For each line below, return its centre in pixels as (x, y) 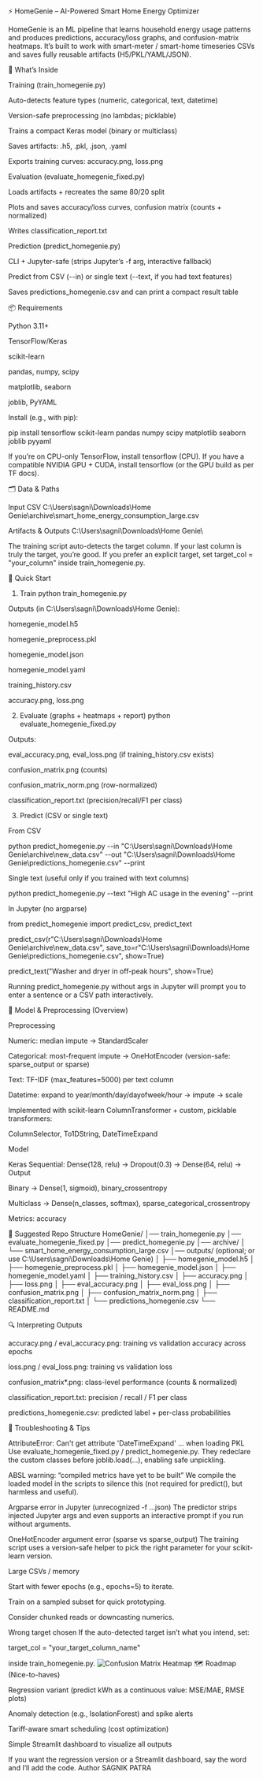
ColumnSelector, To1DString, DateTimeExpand (83, 1134)
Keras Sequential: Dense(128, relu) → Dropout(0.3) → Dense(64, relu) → (125, 1164)
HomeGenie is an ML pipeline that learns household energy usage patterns (130, 29)
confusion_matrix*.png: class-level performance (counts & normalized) (123, 1382)
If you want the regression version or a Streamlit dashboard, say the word (127, 1759)
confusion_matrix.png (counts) (58, 770)
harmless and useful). (43, 1492)
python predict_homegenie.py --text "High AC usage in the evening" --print (131, 893)
